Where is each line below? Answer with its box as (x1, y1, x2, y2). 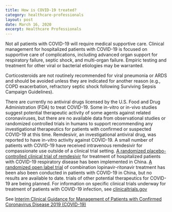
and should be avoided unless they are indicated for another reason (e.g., (5, 78, 161, 84)
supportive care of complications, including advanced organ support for (5, 52, 158, 58)
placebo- (147, 148, 166, 154)
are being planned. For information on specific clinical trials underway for (11, 181, 166, 187)
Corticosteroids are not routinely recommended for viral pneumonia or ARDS (5, 72, 167, 79)
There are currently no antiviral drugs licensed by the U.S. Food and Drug (5, 99, 161, 105)
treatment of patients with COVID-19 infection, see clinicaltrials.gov (5, 186, 147, 192)
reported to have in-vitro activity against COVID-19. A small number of (5, 137, 154, 143)
